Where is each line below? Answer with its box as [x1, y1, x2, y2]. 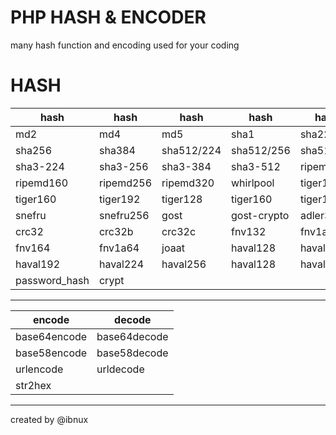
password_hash [15, 273, 90, 287]
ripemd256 [98, 176, 153, 190]
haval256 [161, 257, 207, 271]
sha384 [98, 143, 136, 157]
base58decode [96, 346, 169, 360]
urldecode [96, 362, 145, 376]
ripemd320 [161, 176, 215, 190]
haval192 [15, 257, 61, 271]
